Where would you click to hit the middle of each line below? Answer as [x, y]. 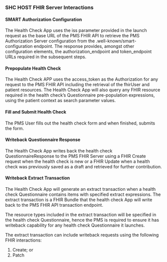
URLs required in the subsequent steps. [46, 57]
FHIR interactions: [23, 240]
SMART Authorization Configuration [44, 19]
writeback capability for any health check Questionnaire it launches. [75, 225]
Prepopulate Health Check [33, 68]
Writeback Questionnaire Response [43, 140]
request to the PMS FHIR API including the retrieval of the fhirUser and [78, 85]
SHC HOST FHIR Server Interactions [49, 7]
